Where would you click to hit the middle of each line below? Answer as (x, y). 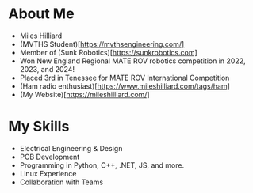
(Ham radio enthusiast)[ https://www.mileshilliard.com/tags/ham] (125, 86)
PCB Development (50, 157)
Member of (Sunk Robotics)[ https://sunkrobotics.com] (109, 52)
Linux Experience (48, 173)
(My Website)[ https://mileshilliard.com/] (84, 94)
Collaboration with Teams (61, 182)
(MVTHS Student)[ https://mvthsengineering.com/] (102, 44)
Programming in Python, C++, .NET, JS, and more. (102, 165)
